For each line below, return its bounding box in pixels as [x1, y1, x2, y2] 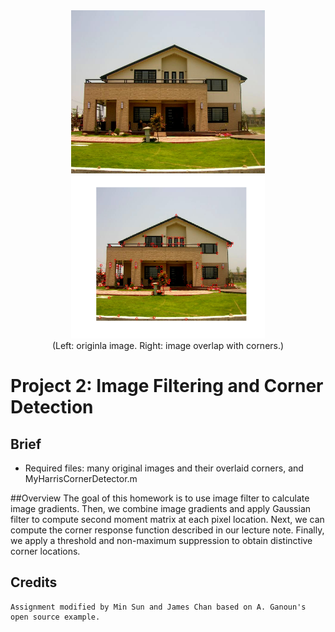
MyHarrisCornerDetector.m [24, 473, 138, 484]
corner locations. [10, 545, 81, 557]
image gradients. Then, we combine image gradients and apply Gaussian [10, 503, 312, 514]
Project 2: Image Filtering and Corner [10, 375, 324, 398]
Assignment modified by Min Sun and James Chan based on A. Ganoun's [10, 602, 307, 612]
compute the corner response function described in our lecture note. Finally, [10, 524, 325, 536]
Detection [10, 396, 94, 419]
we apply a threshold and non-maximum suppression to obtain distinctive [10, 535, 313, 546]
